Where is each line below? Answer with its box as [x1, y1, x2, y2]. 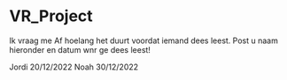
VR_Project [9, 6, 93, 26]
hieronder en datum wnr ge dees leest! [9, 44, 151, 55]
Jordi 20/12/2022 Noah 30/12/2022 [9, 62, 139, 72]
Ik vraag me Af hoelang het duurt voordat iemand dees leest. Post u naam [9, 35, 279, 46]
